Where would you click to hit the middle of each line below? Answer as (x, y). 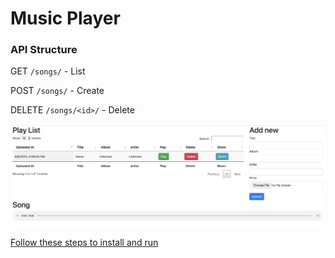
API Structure (44, 50)
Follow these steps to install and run (84, 243)
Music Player (65, 18)
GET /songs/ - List (48, 71)
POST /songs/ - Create (57, 91)
